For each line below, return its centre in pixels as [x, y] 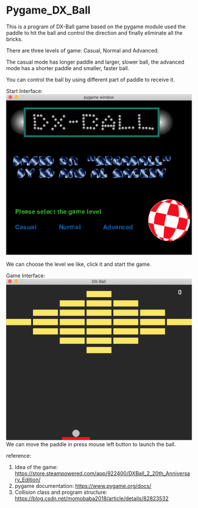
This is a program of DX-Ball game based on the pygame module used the [96, 27]
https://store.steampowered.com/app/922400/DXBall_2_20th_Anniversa [102, 474]
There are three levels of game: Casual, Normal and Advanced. [82, 50]
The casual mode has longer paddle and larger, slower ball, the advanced [95, 62]
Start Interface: [24, 91]
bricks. [14, 39]
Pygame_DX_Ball [48, 10]
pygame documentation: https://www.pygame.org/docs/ [83, 486]
